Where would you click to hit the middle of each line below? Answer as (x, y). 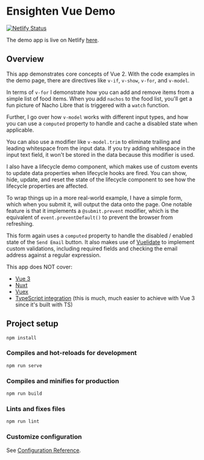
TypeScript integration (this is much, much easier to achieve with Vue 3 (105, 298)
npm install (21, 338)
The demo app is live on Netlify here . (53, 40)
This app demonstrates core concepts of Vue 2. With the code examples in (101, 74)
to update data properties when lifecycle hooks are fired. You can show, (97, 173)
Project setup (33, 324)
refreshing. (20, 223)
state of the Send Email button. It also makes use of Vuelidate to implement (100, 242)
